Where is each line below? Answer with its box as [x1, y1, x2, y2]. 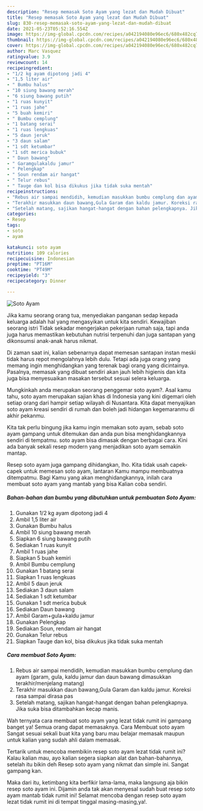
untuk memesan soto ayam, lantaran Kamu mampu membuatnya [23, 467, 183, 475]
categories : [7, 211, 37, 217]
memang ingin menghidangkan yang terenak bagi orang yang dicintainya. [7, 362, 189, 369]
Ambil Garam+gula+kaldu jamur [15, 612, 95, 619]
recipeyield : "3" [7, 272, 51, 278]
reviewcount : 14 [7, 59, 48, 65]
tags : [7, 222, 20, 228]
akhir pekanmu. [7, 412, 46, 419]
